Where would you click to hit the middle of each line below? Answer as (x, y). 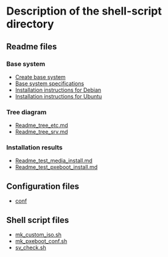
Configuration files (43, 186)
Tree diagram (26, 112)
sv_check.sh (31, 248)
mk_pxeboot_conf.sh (41, 241)
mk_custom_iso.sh (38, 235)
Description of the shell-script (84, 11)
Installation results (34, 148)
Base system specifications (49, 83)
